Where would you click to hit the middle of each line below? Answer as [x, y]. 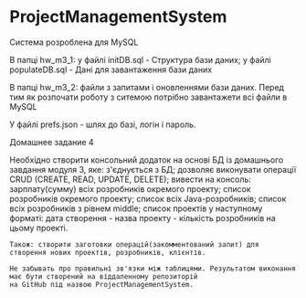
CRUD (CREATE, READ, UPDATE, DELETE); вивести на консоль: [130, 179]
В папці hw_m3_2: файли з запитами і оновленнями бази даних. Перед [147, 87]
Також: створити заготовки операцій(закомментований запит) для [134, 244]
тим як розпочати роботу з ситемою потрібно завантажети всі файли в [148, 97]
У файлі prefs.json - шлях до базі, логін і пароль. [103, 124]
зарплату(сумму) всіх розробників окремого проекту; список [130, 188]
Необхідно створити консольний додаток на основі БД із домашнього [147, 160]
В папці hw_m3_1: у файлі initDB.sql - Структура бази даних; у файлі [140, 59]
